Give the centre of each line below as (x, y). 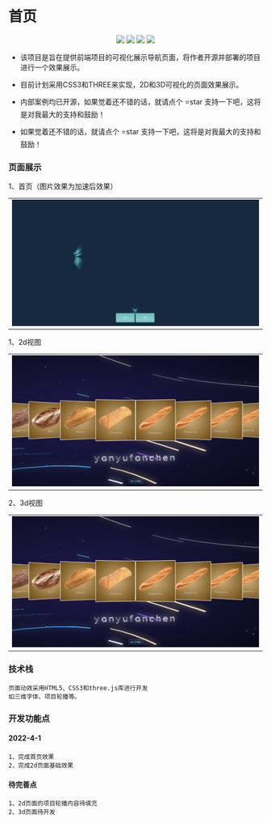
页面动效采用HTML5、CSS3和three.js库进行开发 (78, 688)
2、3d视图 (25, 503)
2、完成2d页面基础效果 (41, 766)
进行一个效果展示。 (52, 67)
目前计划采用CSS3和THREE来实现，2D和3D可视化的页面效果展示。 (131, 84)
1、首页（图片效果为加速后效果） (63, 186)
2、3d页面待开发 (32, 812)
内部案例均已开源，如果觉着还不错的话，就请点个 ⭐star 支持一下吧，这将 (140, 101)
